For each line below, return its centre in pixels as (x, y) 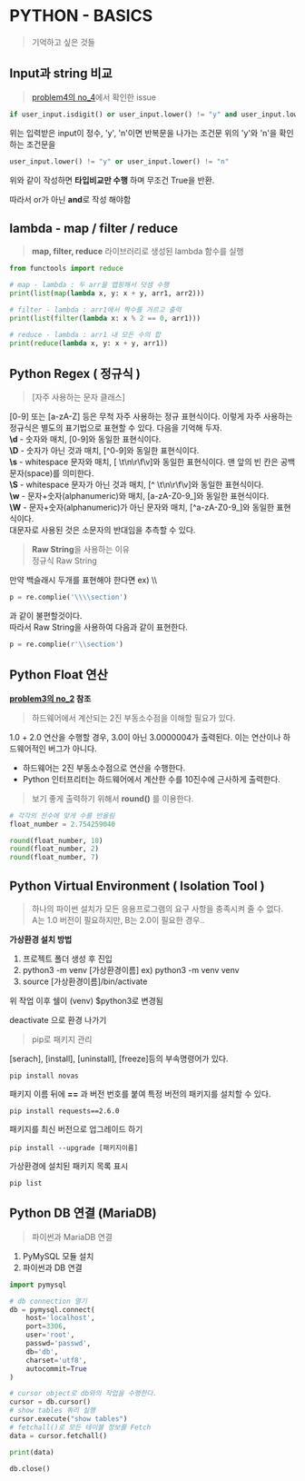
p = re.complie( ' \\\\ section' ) (69, 597)
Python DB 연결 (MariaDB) (83, 1213)
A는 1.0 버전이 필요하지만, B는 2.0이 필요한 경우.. (118, 920)
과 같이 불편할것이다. (46, 616)
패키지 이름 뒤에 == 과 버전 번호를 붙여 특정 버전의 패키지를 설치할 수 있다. (140, 1094)
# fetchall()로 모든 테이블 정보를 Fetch (80, 1427)
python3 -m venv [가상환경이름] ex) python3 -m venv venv (131, 970)
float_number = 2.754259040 (63, 824)
